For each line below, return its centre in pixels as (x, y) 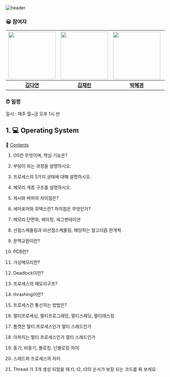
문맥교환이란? (26, 241)
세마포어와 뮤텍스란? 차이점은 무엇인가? (52, 209)
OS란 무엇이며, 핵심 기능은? (40, 156)
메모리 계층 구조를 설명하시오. (42, 187)
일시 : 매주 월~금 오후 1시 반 (33, 114)
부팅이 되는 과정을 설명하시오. (42, 166)
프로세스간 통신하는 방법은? (40, 305)
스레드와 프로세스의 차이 (37, 359)
